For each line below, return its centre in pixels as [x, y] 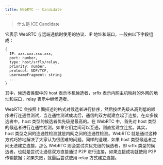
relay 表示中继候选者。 [49, 99]
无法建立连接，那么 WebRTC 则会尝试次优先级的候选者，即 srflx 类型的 [80, 145]
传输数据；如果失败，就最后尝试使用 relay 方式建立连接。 [62, 157]
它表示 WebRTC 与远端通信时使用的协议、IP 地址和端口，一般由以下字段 [77, 34]
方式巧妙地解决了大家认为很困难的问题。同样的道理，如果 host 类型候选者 [79, 139]
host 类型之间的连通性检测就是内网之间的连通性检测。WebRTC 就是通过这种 [81, 133]
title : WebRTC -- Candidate [33, 9]
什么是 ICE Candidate [38, 24]
